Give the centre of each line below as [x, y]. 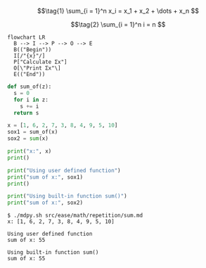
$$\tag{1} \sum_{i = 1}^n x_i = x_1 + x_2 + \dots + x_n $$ [118, 11]
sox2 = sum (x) [28, 139]
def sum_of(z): [30, 87]
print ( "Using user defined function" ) [64, 170]
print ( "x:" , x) [30, 151]
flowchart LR [26, 37]
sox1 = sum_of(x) [33, 132]
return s [26, 113]
